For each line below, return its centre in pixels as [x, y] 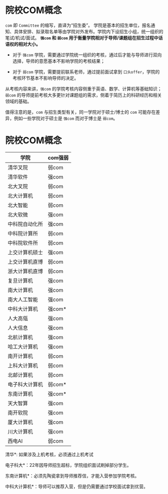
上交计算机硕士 [26, 252]
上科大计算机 [23, 365]
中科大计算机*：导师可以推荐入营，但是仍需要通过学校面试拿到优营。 [77, 486]
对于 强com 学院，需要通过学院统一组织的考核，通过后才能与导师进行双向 [87, 55]
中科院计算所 [23, 233]
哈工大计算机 [23, 347]
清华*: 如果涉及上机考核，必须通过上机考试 [49, 454]
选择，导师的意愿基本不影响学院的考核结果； [59, 61]
